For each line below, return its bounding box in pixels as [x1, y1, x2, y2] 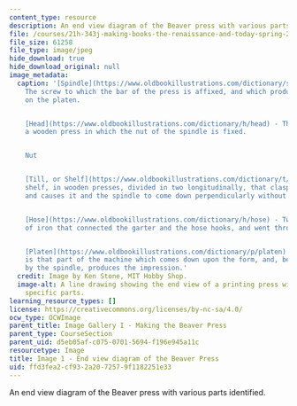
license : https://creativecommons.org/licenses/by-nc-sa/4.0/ [9, 305, 243, 314]
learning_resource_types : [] [9, 296, 117, 306]
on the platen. [25, 95, 81, 105]
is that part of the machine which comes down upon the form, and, [25, 255, 278, 264]
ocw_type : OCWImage [9, 313, 81, 322]
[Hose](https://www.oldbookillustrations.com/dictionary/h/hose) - [25, 215, 278, 224]
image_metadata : [9, 71, 69, 80]
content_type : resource [9, 12, 97, 22]
